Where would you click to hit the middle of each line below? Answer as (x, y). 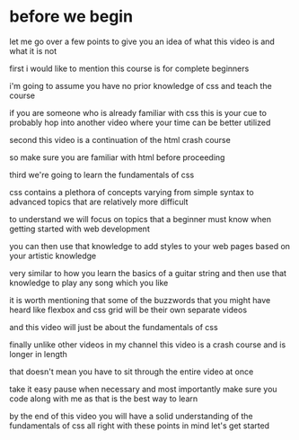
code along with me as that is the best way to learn (104, 399)
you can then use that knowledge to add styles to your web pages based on (149, 246)
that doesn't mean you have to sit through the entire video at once (132, 372)
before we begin (71, 17)
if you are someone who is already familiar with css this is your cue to (138, 112)
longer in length (38, 354)
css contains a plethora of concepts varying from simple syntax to (132, 192)
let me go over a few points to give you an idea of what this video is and (142, 41)
